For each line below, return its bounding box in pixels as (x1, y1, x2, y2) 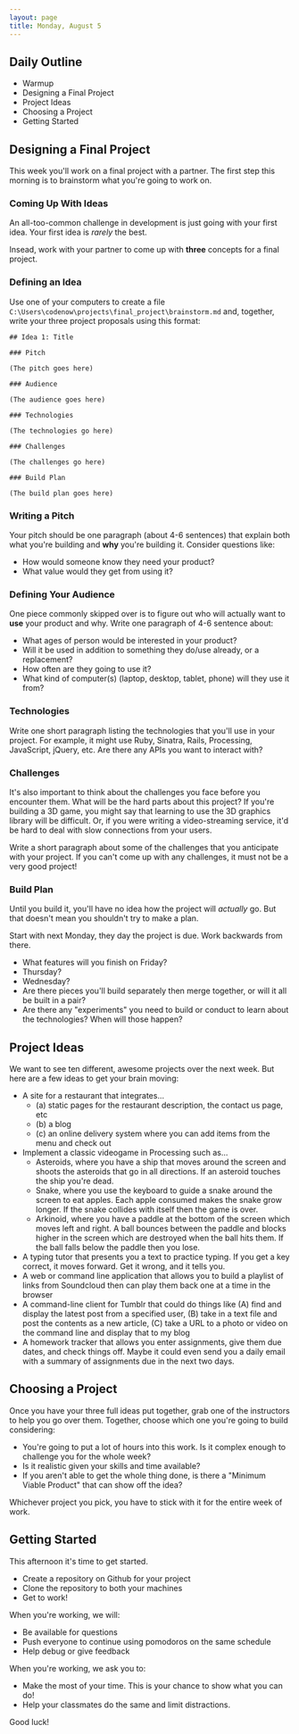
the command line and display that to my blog (21, 1327, 190, 1339)
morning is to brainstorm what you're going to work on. (9, 175, 212, 186)
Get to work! (21, 1592, 69, 1603)
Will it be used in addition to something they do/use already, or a (21, 644, 260, 656)
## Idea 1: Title (9, 332, 74, 342)
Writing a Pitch (9, 510, 75, 522)
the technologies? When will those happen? (21, 1014, 183, 1025)
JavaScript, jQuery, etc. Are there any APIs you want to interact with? (9, 744, 263, 755)
